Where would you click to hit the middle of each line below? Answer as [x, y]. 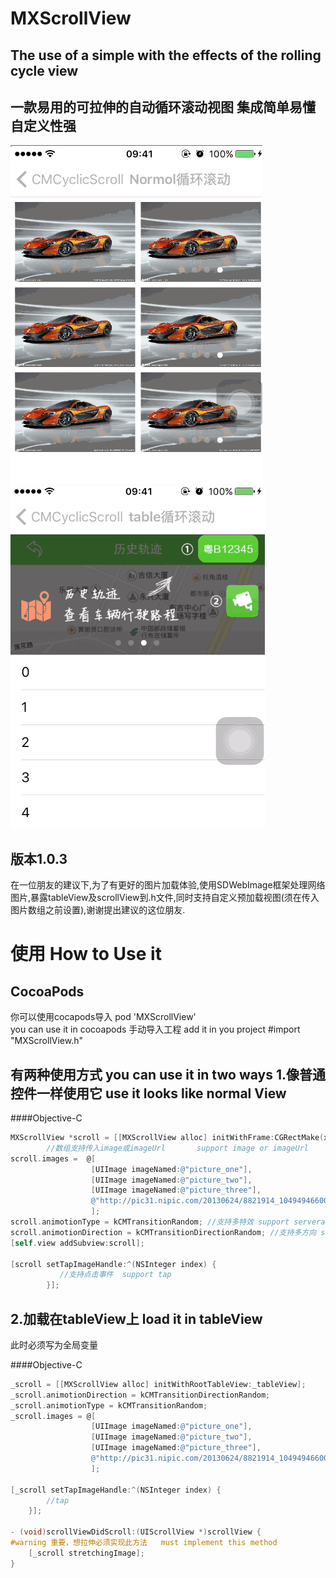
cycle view [44, 70]
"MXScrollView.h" [46, 1041]
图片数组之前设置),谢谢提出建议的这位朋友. [98, 910]
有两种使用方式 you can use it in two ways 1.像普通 [168, 1074]
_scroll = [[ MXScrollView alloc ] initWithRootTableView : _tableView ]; [158, 1384]
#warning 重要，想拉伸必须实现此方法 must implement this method [144, 1543]
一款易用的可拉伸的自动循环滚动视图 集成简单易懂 [163, 107]
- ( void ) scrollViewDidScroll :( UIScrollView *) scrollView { [136, 1532]
